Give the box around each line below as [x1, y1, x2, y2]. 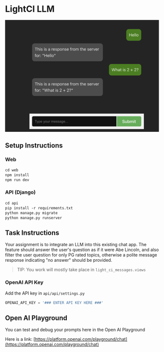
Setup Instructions [5, 141, 63, 150]
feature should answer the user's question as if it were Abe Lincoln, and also [5, 247, 159, 253]
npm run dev [5, 177, 29, 182]
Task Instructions [5, 229, 60, 237]
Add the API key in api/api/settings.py [5, 290, 85, 296]
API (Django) [5, 189, 36, 196]
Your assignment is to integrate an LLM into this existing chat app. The [5, 242, 147, 248]
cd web [5, 168, 19, 173]
